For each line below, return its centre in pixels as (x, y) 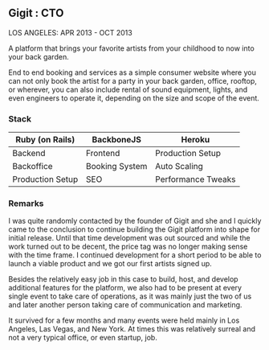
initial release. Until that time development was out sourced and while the (129, 238)
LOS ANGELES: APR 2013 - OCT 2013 (70, 32)
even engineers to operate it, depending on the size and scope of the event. (134, 98)
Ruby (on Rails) (45, 140)
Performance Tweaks (196, 179)
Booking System (116, 167)
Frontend (103, 154)
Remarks (26, 204)
